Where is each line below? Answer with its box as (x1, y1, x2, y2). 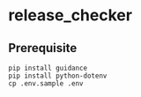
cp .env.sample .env (8, 79, 85, 88)
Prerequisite (8, 41, 78, 56)
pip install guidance (8, 63, 88, 72)
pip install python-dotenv (8, 71, 108, 80)
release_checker (8, 5, 133, 26)
